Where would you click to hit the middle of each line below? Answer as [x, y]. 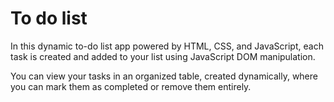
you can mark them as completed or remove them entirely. [131, 86]
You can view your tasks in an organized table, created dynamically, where [164, 76]
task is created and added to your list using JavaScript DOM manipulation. [163, 56]
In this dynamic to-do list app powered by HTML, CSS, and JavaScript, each [167, 46]
